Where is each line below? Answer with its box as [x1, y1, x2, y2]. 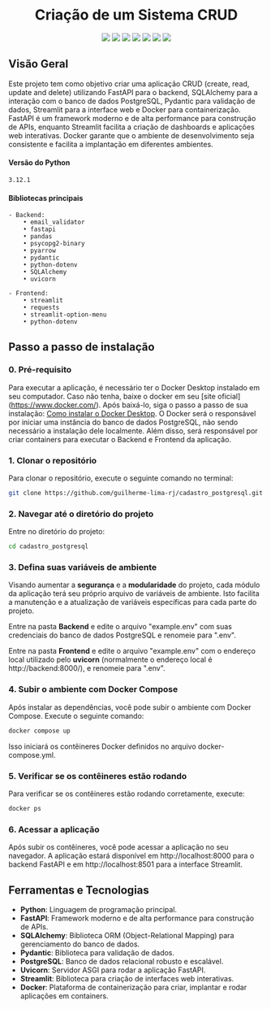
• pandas [23, 233, 53, 241]
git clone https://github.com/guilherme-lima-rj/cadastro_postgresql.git [8, 489, 264, 498]
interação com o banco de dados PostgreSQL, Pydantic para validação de [8, 96, 256, 106]
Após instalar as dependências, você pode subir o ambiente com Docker [8, 702, 252, 712]
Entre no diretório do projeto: [8, 527, 105, 537]
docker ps [8, 804, 42, 812]
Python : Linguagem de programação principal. [19, 904, 177, 914]
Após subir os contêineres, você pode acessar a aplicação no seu [8, 842, 229, 852]
